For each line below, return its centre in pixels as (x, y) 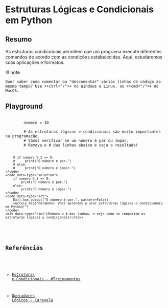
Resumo (19, 39)
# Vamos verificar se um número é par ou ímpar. (76, 140)
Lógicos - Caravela (33, 300)
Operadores (23, 296)
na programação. (22, 136)
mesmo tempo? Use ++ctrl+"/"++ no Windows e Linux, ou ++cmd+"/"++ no (82, 86)
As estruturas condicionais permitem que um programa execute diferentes (83, 52)
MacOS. (12, 91)
